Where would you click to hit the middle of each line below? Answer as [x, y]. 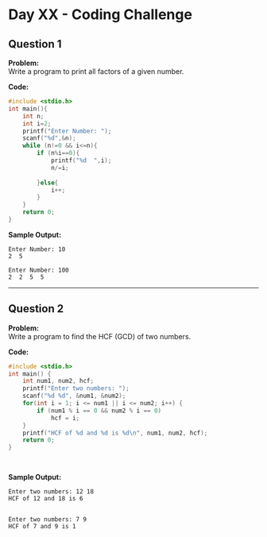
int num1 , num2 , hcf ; [58, 381]
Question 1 [35, 44]
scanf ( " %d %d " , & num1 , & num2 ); [74, 396]
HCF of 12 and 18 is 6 [46, 499]
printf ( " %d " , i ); [81, 160]
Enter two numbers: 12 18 [51, 492]
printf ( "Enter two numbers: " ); [76, 388]
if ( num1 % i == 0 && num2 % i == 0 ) [99, 411]
